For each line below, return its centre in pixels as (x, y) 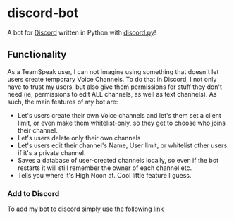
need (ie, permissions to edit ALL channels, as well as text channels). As (112, 94)
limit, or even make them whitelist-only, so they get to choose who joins (121, 123)
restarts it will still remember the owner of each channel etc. (105, 168)
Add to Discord (33, 193)
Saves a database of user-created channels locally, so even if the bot (118, 160)
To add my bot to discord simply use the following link (86, 209)
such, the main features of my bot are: (63, 102)
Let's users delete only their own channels (79, 137)
